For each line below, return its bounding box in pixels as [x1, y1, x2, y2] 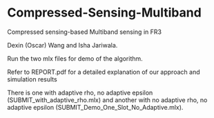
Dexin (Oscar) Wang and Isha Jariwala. [7, 41, 118, 49]
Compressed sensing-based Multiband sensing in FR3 [7, 28, 162, 36]
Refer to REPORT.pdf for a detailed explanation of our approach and [7, 68, 200, 76]
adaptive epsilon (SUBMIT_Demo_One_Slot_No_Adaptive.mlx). [7, 103, 184, 111]
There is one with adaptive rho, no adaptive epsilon [7, 88, 153, 97]
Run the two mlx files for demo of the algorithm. [7, 54, 143, 63]
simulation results [7, 75, 57, 83]
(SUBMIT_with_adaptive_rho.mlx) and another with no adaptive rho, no [7, 95, 208, 104]
